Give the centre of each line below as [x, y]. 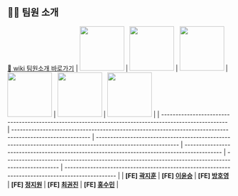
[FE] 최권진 [63, 184]
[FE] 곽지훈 [141, 175]
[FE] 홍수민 [99, 184]
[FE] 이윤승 [177, 175]
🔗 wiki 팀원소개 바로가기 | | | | [118, 68]
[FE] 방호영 [213, 175]
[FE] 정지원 [27, 184]
